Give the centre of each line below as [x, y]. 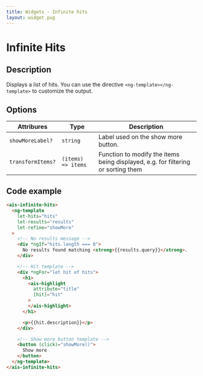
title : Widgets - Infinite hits [47, 12]
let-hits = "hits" [38, 216]
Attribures [33, 127]
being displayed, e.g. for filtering [144, 162]
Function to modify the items [139, 154]
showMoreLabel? [31, 141]
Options [22, 110]
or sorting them [121, 170]
